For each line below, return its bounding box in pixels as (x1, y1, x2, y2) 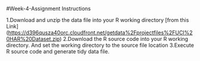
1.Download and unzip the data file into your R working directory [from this (6, 17, 189, 23)
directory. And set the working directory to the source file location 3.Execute (6, 41, 194, 49)
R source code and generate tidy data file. (6, 48, 110, 55)
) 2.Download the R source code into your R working (59, 36, 189, 42)
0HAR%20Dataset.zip (6, 36, 60, 42)
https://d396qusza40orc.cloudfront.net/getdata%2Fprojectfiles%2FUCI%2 (8, 29, 193, 36)
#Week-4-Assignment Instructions (6, 5, 91, 12)
